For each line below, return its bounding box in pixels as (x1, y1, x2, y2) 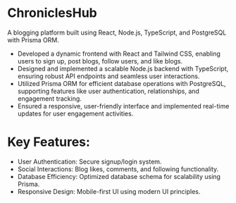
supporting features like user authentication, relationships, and (17, 87, 199, 95)
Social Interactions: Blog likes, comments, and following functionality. (17, 164, 219, 173)
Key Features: (7, 134, 90, 150)
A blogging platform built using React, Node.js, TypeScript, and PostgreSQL (7, 28, 227, 37)
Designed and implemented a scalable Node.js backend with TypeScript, (17, 64, 229, 73)
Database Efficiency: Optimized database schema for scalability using (17, 172, 221, 180)
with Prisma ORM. (7, 35, 60, 44)
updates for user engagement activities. (17, 109, 134, 118)
